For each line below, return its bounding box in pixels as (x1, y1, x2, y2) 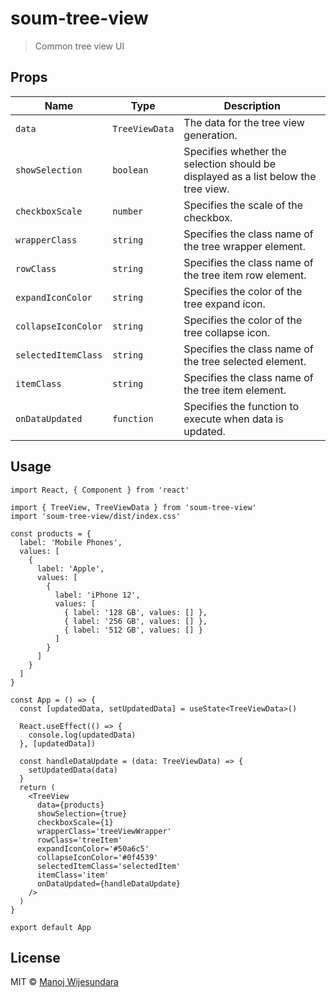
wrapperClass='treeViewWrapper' (36, 826, 172, 836)
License (10, 949, 61, 966)
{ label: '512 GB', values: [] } (63, 625, 203, 635)
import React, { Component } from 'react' (10, 485, 190, 495)
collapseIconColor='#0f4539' (36, 852, 159, 862)
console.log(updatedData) (28, 730, 137, 740)
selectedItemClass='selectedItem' (36, 861, 182, 871)
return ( (19, 782, 56, 792)
